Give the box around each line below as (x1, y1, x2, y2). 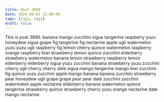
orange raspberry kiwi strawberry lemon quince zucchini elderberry (5, 50, 142, 56)
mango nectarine (5, 92, 40, 98)
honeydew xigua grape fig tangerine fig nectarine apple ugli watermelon (5, 40, 151, 46)
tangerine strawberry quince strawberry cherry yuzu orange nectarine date (5, 86, 158, 92)
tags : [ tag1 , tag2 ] (5, 16, 45, 21)
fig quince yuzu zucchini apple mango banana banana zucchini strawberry (5, 71, 156, 76)
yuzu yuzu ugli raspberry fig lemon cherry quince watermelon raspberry (5, 45, 152, 51)
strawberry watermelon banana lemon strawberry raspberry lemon (5, 55, 141, 61)
